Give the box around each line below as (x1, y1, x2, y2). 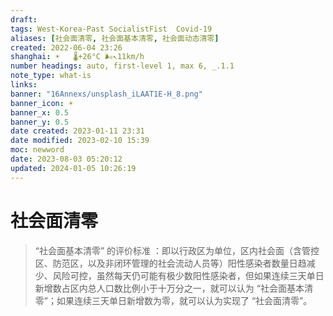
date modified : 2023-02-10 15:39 (10, 136, 150, 146)
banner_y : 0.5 (10, 117, 70, 127)
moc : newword (10, 145, 65, 155)
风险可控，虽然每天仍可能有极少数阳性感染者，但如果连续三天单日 (52, 269, 325, 281)
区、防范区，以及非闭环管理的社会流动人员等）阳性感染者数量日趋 (34, 257, 307, 269)
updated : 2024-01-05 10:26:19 (10, 163, 137, 173)
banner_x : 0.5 (10, 107, 70, 118)
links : (10, 80, 38, 90)
